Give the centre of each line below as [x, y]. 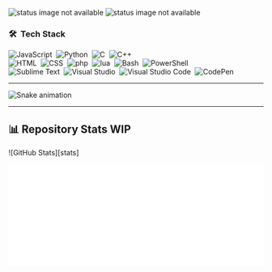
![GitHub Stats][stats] [44, 153]
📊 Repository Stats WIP [70, 129]
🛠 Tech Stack [37, 34]
